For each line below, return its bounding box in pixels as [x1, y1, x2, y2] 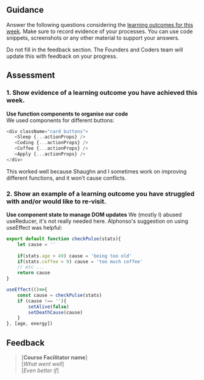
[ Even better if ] [21, 367, 59, 374]
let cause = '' [17, 241, 56, 247]
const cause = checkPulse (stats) [17, 292, 102, 298]
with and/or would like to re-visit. [6, 197, 107, 205]
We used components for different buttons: [6, 116, 114, 124]
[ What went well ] [21, 360, 65, 367]
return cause [17, 270, 51, 276]
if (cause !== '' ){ [17, 298, 67, 304]
